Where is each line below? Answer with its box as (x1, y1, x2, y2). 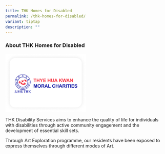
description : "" (5, 24, 40, 30)
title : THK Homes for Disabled (5, 8, 72, 13)
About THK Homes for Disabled (5, 42, 85, 49)
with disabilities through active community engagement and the (5, 122, 139, 129)
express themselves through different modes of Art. (5, 143, 115, 149)
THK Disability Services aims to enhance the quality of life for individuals (5, 117, 159, 123)
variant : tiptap (5, 19, 40, 24)
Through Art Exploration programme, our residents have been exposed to (5, 138, 160, 144)
